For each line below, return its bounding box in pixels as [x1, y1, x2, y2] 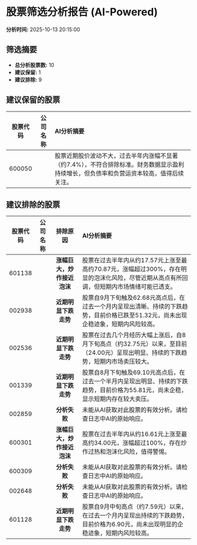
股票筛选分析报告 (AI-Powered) [6, 5, 158, 19]
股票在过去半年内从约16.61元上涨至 [81, 430, 182, 438]
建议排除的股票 [6, 199, 60, 209]
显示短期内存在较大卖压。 [81, 395, 153, 403]
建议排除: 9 [14, 76, 42, 83]
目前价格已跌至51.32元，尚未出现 [93, 312, 188, 320]
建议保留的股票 [6, 95, 60, 105]
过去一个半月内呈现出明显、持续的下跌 [81, 377, 188, 385]
